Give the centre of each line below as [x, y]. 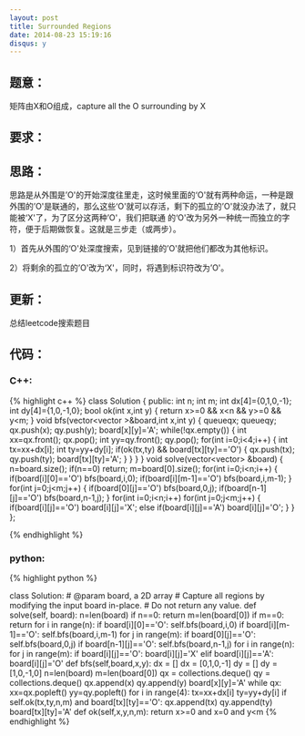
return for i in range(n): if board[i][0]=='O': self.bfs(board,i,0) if [127, 625]
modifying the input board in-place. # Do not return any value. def [133, 606]
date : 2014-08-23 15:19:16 [61, 35]
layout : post [34, 18]
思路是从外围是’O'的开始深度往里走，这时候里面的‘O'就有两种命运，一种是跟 [152, 195]
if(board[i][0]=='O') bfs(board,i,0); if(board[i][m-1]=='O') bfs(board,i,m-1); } [151, 478]
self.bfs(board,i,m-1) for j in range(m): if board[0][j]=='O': [149, 635]
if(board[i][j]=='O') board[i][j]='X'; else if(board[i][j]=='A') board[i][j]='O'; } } [152, 507]
